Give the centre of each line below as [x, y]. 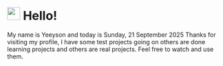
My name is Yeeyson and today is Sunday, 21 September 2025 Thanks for [112, 35]
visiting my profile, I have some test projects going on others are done [106, 42]
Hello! [40, 16]
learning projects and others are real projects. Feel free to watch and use [110, 49]
